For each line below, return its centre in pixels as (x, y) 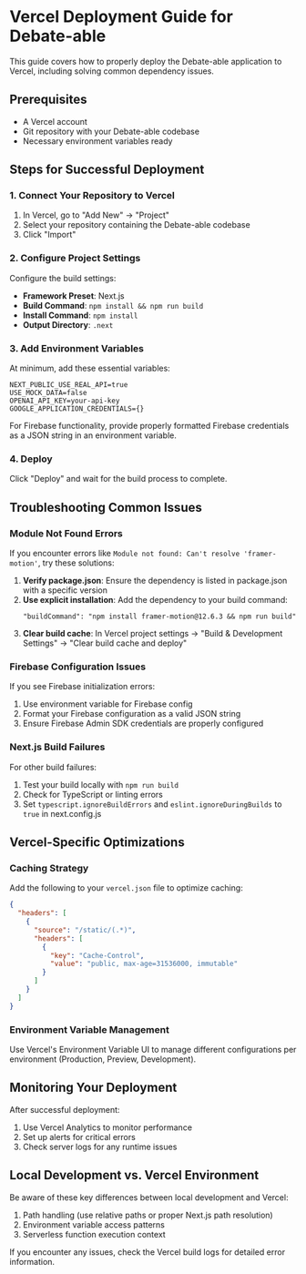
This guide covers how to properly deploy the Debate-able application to (146, 61)
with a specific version (65, 590)
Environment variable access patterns (94, 1224)
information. (32, 1261)
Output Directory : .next (68, 324)
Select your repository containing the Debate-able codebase (136, 225)
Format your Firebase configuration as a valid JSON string (132, 714)
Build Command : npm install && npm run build (113, 305)
